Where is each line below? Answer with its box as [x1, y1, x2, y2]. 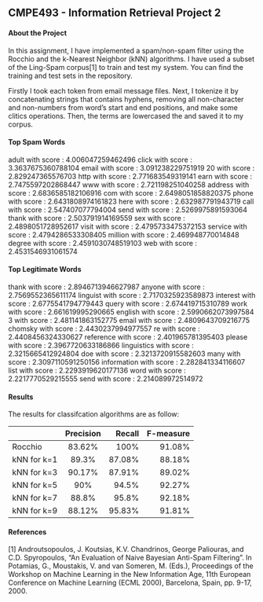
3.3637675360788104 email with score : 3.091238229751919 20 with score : [8, 163, 255, 172]
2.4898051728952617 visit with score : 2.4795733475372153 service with [8, 222, 247, 231]
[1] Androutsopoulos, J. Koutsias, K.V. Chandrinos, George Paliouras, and [8, 545, 245, 554]
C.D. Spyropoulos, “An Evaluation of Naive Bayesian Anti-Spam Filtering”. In [8, 553, 253, 563]
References [8, 527, 47, 537]
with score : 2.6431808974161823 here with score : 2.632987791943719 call [8, 196, 254, 206]
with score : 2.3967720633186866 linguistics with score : [8, 341, 194, 350]
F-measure [146, 428, 191, 439]
